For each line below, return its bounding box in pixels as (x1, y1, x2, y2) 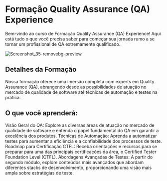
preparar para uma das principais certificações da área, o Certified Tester (5, 149, 157, 155)
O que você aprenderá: (5, 109, 78, 118)
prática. (5, 94, 21, 100)
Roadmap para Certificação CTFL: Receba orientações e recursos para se (5, 143, 158, 149)
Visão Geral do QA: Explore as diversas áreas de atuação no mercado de (5, 122, 155, 128)
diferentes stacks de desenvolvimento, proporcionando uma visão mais (5, 165, 152, 171)
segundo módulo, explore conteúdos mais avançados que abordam (5, 159, 144, 165)
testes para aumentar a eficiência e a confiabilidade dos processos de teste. (5, 138, 162, 144)
